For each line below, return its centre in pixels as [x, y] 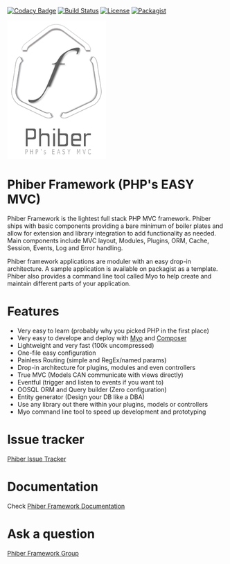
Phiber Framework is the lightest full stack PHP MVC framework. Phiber [109, 218]
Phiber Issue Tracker [37, 459]
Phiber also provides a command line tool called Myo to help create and [109, 276]
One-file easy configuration [56, 353]
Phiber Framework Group [43, 553]
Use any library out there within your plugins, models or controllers [113, 404]
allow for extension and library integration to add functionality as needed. [112, 233]
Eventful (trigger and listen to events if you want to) [90, 382]
